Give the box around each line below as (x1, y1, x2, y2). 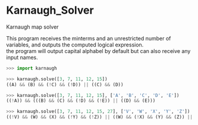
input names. (6, 54, 39, 61)
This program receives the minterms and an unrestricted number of (6, 35, 171, 42)
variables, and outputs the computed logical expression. (6, 41, 144, 48)
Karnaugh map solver (6, 23, 59, 30)
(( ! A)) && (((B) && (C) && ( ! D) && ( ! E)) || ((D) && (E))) (6, 98, 156, 104)
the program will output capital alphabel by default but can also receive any (6, 47, 191, 54)
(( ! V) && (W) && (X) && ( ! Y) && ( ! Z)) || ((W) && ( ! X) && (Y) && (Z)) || (6, 114, 193, 120)
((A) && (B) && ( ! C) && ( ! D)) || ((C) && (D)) (6, 82, 124, 87)
